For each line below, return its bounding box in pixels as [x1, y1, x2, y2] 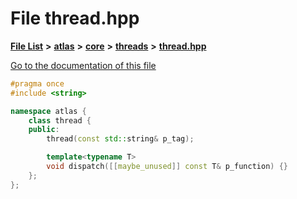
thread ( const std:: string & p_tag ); [46, 134, 195, 144]
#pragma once [10, 78, 65, 89]
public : [28, 125, 60, 135]
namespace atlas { [10, 106, 87, 116]
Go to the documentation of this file [10, 59, 157, 71]
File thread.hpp [10, 7, 140, 30]
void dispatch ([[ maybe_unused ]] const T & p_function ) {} [46, 162, 288, 172]
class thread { [28, 115, 92, 126]
